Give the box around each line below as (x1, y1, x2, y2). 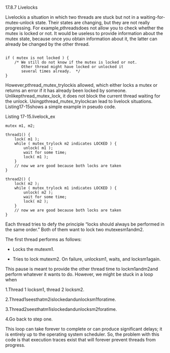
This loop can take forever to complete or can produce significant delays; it (5, 326, 162, 332)
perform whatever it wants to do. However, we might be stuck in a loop (5, 271, 153, 277)
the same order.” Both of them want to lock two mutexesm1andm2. (5, 227, 144, 233)
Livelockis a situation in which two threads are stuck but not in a (5, 14, 140, 20)
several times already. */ (21, 69, 81, 74)
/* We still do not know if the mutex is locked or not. (14, 60, 138, 65)
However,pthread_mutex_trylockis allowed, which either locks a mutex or (5, 82, 158, 88)
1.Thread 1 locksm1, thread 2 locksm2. (5, 286, 85, 293)
